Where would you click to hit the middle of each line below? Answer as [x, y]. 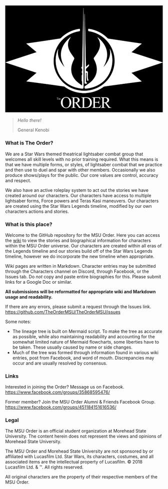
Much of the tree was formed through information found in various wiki [85, 352]
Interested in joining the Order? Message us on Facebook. [65, 387]
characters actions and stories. [37, 211]
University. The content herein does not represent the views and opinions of [83, 436]
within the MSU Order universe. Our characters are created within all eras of [83, 246]
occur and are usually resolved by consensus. [60, 363]
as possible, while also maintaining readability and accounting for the [83, 336]
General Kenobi [33, 130]
